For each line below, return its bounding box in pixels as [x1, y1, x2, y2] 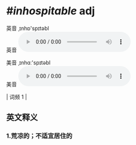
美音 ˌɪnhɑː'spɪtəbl [6, 58, 51, 66]
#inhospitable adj [6, 4, 95, 18]
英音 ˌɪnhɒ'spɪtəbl [6, 24, 49, 32]
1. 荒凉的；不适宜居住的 [6, 132, 73, 140]
